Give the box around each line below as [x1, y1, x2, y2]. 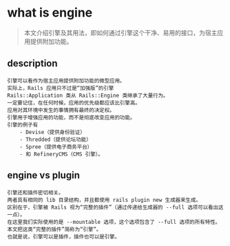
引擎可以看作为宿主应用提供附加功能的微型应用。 [7, 77, 125, 84]
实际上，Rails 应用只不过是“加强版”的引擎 [7, 84, 114, 91]
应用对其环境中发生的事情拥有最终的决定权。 [7, 106, 115, 113]
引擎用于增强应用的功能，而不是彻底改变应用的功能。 [7, 114, 136, 121]
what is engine [7, 5, 93, 21]
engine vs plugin [7, 169, 81, 181]
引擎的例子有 [7, 121, 39, 129]
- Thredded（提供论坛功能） [19, 136, 92, 143]
